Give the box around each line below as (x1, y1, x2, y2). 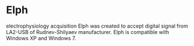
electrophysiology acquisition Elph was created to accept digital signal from (6, 22, 188, 29)
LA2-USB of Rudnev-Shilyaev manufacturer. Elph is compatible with (6, 28, 169, 35)
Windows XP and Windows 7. (6, 34, 77, 41)
